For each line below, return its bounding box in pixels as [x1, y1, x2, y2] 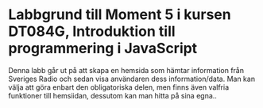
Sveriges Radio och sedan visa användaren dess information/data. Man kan [8, 74, 256, 83]
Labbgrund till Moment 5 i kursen [8, 6, 232, 24]
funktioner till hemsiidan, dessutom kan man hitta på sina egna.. [8, 91, 217, 100]
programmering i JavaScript [8, 40, 198, 57]
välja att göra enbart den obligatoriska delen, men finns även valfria [8, 82, 230, 92]
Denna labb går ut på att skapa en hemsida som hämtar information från [8, 65, 245, 75]
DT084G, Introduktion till [8, 22, 176, 40]
